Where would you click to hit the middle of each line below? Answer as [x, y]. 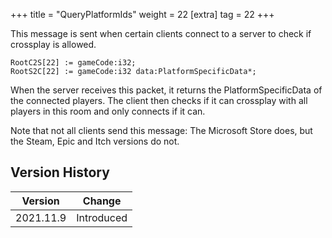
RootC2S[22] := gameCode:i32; [73, 63]
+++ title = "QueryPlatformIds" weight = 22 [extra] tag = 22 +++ [142, 14]
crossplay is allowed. [53, 44]
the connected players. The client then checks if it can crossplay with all [159, 100]
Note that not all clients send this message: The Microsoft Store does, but [161, 130]
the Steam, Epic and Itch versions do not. [95, 141]
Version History [60, 172]
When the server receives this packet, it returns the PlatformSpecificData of [166, 90]
